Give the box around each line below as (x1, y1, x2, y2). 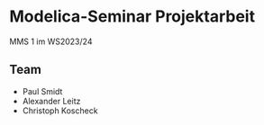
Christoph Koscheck (22, 105, 98, 116)
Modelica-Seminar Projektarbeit (9, 6, 255, 27)
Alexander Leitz (22, 95, 81, 106)
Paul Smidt (22, 85, 63, 96)
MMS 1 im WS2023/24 (9, 36, 93, 47)
